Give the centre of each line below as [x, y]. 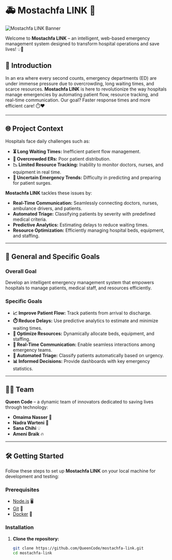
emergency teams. [33, 350]
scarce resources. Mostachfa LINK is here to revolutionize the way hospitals [86, 89]
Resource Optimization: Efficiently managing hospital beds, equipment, [89, 230]
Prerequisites [22, 490]
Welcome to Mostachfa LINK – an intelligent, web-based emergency [78, 38]
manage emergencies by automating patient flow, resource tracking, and [82, 94]
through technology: [27, 407]
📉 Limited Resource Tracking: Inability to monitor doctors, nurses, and [88, 164]
